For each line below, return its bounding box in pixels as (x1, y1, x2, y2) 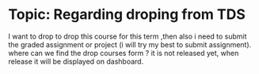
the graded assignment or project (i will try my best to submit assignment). (8, 39, 252, 49)
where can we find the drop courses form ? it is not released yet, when (8, 48, 239, 57)
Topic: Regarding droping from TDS (8, 6, 246, 24)
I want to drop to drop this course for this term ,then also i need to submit (8, 31, 247, 41)
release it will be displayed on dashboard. (8, 57, 144, 66)
